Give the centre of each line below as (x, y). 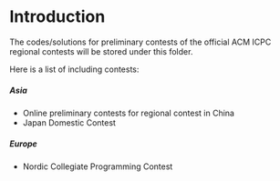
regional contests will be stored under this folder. (101, 51)
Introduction (57, 17)
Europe (24, 144)
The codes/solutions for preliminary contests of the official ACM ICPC (140, 42)
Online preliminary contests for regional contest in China (129, 113)
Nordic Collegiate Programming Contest (98, 166)
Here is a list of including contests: (74, 69)
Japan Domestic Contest (69, 122)
